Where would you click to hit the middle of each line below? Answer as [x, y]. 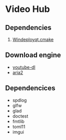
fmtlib [18, 121]
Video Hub [27, 9]
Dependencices [30, 88]
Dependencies [28, 28]
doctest [20, 116]
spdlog [19, 100]
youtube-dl [24, 67]
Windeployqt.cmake [33, 39]
